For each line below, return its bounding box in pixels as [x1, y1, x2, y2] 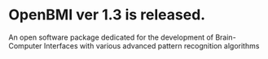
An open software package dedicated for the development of [8, 32, 214, 42]
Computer [8, 40, 42, 50]
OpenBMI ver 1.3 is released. [8, 6, 206, 24]
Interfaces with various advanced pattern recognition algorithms [43, 40, 260, 50]
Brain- [215, 32, 236, 42]
